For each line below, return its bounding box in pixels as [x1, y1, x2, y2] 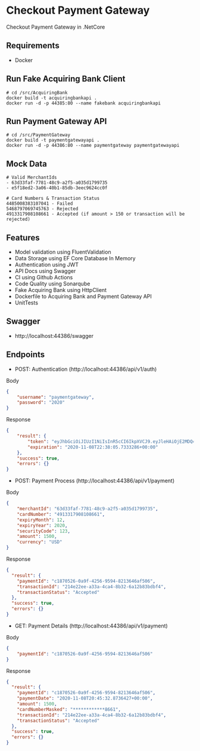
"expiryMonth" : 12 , [17, 517, 65, 523]
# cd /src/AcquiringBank [6, 90, 68, 96]
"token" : [27, 438, 49, 445]
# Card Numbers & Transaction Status [6, 195, 100, 202]
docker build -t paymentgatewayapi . [6, 137, 100, 143]
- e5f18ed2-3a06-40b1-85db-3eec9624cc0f [6, 185, 108, 191]
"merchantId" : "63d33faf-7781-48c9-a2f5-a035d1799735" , [17, 506, 159, 512]
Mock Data [6, 159, 48, 169]
